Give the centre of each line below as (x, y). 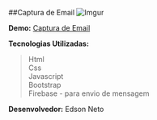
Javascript (46, 76)
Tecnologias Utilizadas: (49, 43)
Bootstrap (45, 85)
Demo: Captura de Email (49, 28)
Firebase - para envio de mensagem (89, 93)
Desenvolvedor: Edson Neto (56, 109)
